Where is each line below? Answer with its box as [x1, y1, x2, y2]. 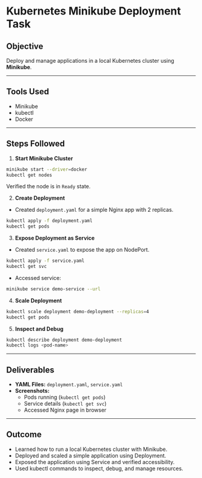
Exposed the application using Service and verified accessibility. [14, 458, 175, 465]
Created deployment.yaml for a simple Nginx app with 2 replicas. [14, 206, 174, 214]
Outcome [6, 430, 42, 440]
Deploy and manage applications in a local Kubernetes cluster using [6, 57, 174, 64]
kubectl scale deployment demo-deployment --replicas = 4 [6, 308, 149, 314]
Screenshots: [14, 387, 50, 395]
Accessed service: [14, 274, 61, 281]
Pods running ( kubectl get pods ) [23, 394, 106, 401]
